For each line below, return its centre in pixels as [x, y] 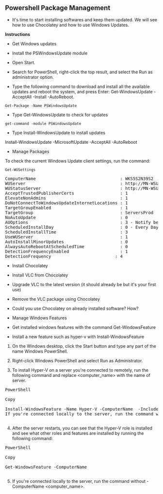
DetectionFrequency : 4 [64, 256]
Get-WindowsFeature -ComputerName [46, 467]
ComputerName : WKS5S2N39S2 [79, 179]
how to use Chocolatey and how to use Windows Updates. [71, 25]
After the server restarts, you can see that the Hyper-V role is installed [82, 428]
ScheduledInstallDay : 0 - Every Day [82, 227]
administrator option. [33, 77]
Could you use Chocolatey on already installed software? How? [75, 308]
